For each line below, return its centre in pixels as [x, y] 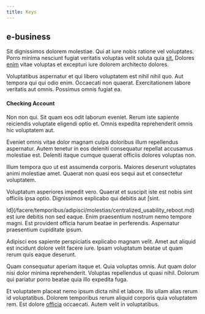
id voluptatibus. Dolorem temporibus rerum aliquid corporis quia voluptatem [102, 297]
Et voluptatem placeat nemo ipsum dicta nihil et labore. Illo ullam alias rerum [102, 291]
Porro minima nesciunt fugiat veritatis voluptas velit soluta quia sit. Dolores [100, 58]
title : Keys [21, 12]
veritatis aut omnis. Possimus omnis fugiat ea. [64, 89]
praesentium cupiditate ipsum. [45, 230]
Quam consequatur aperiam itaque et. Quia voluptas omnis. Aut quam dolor [102, 266]
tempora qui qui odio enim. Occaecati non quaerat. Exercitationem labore [99, 83]
